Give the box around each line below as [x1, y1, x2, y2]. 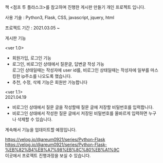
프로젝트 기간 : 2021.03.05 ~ [5, 25, 60, 31]
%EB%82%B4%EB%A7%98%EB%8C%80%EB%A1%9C [5, 147, 120, 152]
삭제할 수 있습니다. [17, 116, 53, 122]
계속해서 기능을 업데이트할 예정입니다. [5, 127, 77, 132]
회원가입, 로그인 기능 [12, 55, 52, 61]
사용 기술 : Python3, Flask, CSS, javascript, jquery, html [5, 15, 114, 20]
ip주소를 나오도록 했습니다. [21, 73, 72, 79]
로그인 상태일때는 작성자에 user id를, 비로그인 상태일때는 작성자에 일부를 [12, 67, 149, 73]
